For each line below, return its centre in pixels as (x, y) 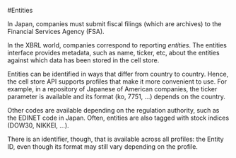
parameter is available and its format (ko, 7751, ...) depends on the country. (117, 96)
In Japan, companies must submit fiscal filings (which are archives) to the (114, 24)
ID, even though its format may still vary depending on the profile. (102, 147)
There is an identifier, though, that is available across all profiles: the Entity (116, 139)
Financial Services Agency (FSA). (56, 32)
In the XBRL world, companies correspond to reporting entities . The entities (117, 45)
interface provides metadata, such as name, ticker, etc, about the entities (114, 53)
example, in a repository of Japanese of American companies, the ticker (112, 89)
